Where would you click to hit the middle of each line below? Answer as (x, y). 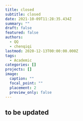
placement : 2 (23, 88)
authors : (14, 38)
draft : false (19, 28)
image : (12, 74)
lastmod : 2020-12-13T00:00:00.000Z (42, 51)
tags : (11, 56)
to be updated (27, 112)
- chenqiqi (21, 46)
